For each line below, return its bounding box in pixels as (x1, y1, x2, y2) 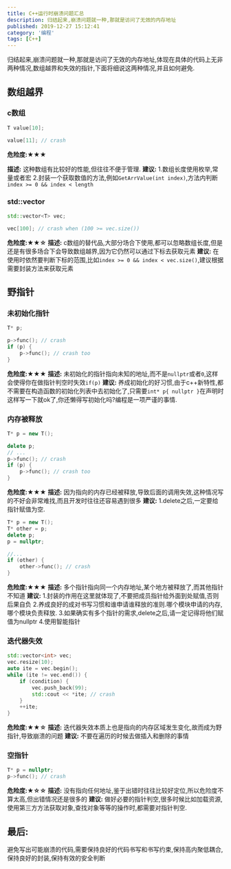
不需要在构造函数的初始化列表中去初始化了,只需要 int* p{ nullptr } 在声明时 (7, 387, 224, 395)
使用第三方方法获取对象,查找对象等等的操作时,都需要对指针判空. (7, 804, 188, 812)
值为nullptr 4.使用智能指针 (7, 617, 81, 626)
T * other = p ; (7, 525, 48, 532)
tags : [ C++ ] (7, 36, 41, 43)
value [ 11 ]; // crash (7, 137, 67, 144)
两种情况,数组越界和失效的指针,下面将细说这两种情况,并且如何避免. (7, 64, 195, 72)
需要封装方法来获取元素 (7, 264, 74, 272)
